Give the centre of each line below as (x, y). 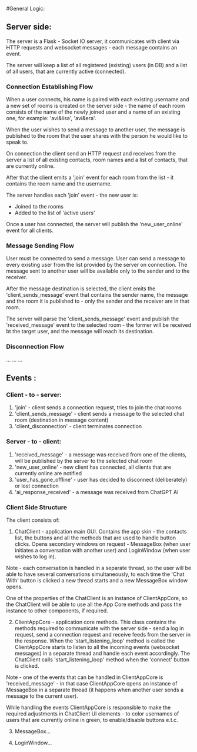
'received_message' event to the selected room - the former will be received (99, 325)
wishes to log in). (35, 556)
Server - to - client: (34, 442)
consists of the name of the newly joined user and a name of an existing (93, 112)
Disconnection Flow (35, 347)
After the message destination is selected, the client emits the (81, 289)
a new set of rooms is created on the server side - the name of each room (96, 106)
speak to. (17, 142)
